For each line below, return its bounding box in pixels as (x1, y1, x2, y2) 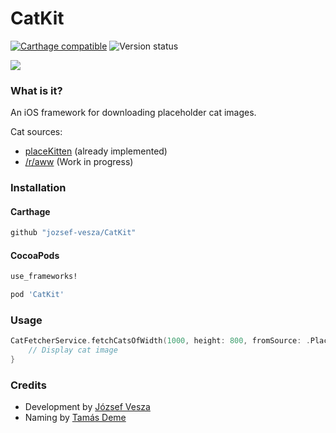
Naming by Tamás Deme (24, 412, 127, 424)
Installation (10, 181, 67, 195)
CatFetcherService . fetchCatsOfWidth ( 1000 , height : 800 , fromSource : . (10, 336, 311, 346)
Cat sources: (10, 126, 63, 138)
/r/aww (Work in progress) (24, 156, 134, 168)
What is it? (10, 83, 63, 97)
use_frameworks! (10, 272, 78, 282)
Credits (10, 378, 47, 392)
